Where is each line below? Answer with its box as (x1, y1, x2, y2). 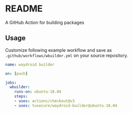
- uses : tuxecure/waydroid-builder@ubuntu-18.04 (14, 103, 117, 108)
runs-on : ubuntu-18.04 (14, 89, 61, 95)
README (5, 3, 43, 14)
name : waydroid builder (5, 62, 55, 67)
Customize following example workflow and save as (5, 47, 112, 53)
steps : (14, 94, 28, 99)
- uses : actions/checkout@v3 (14, 99, 75, 104)
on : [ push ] (5, 71, 28, 76)
